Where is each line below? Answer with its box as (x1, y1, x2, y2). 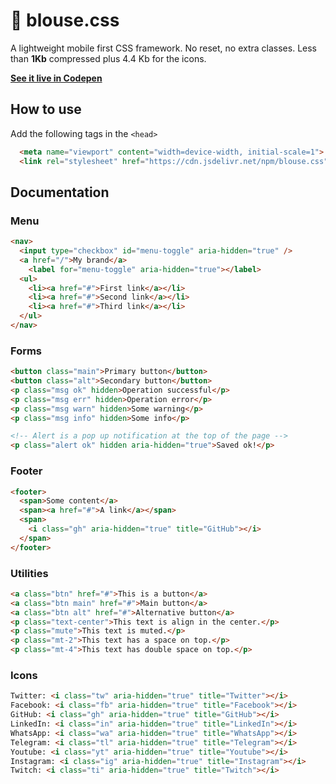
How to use (10, 101, 82, 118)
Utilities (10, 566, 49, 580)
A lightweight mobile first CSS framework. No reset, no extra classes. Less (10, 42, 317, 54)
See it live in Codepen (10, 72, 103, 84)
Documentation (10, 184, 110, 201)
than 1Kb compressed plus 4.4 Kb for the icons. (10, 52, 207, 64)
